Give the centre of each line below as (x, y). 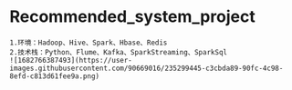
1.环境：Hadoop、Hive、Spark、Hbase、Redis (89, 43)
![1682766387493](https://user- (71, 60)
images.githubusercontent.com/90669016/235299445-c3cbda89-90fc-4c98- (146, 68)
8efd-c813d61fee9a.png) (55, 76)
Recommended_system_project (132, 17)
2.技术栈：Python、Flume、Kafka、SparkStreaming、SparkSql (119, 52)
